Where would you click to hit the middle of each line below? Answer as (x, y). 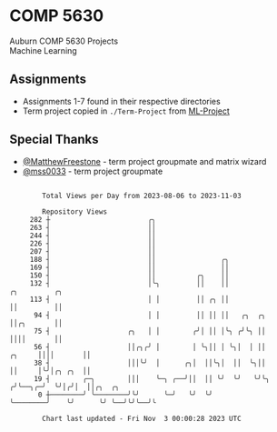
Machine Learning (43, 50)
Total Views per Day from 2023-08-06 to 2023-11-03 (142, 196)
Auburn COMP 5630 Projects (64, 41)
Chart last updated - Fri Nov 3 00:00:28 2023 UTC (142, 418)
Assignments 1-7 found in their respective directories (121, 101)
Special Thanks (54, 140)
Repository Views (74, 211)
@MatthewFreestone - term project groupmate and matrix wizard (144, 161)
